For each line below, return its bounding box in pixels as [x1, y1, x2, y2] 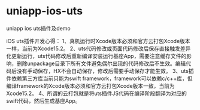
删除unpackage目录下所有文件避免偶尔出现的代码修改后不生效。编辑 [16, 60, 186, 67]
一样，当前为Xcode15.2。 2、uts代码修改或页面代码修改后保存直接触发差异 [6, 45, 191, 52]
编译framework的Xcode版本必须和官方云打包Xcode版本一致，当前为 [6, 82, 175, 89]
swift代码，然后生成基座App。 [6, 97, 81, 104]
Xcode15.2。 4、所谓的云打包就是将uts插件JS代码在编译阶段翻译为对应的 [6, 90, 187, 97]
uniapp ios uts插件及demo [6, 25, 71, 32]
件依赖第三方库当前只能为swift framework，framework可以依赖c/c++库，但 [6, 75, 193, 82]
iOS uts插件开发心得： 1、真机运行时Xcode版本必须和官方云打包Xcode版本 [6, 37, 190, 44]
